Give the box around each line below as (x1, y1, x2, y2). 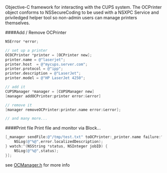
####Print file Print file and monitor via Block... (5, 125, 101, 131)
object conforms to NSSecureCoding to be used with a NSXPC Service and (5, 9, 159, 15)
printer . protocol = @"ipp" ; (5, 66, 64, 71)
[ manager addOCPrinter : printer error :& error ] (5, 93, 101, 98)
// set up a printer (5, 48, 48, 53)
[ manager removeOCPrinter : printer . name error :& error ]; (5, 107, 121, 112)
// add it (5, 85, 26, 89)
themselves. (5, 20, 30, 26)
